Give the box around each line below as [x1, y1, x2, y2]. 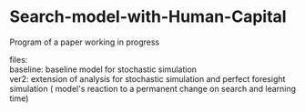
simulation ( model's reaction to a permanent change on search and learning [9, 83, 297, 94]
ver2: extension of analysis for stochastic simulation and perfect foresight [9, 73, 286, 84]
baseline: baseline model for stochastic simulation [9, 64, 198, 75]
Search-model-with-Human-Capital [9, 6, 287, 27]
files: [9, 54, 28, 65]
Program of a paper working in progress [9, 36, 160, 47]
